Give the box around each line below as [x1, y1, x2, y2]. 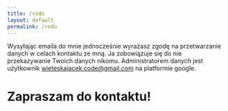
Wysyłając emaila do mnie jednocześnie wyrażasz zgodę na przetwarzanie [7, 42, 222, 51]
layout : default [7, 17, 54, 24]
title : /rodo [7, 10, 45, 17]
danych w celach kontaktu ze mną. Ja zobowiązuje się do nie [7, 49, 182, 58]
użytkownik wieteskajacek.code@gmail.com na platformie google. [7, 64, 196, 73]
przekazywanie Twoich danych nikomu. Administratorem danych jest [7, 57, 204, 65]
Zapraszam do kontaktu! [7, 88, 151, 104]
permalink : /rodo [7, 23, 58, 30]
